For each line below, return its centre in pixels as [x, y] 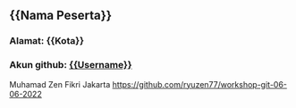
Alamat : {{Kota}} [47, 41]
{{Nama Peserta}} [61, 16]
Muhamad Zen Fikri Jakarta [60, 84]
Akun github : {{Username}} [71, 65]
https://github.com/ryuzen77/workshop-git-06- [200, 84]
